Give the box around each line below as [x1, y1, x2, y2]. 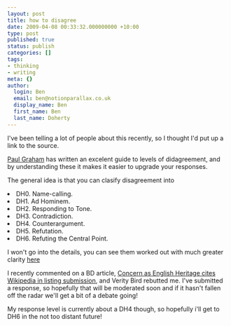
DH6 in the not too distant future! [7, 312, 103, 320]
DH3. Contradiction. [16, 212, 73, 220]
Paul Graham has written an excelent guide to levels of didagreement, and [7, 155, 220, 163]
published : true [7, 36, 55, 43]
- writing [7, 69, 36, 76]
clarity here [7, 255, 41, 264]
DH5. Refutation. [16, 226, 64, 235]
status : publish [7, 43, 55, 50]
